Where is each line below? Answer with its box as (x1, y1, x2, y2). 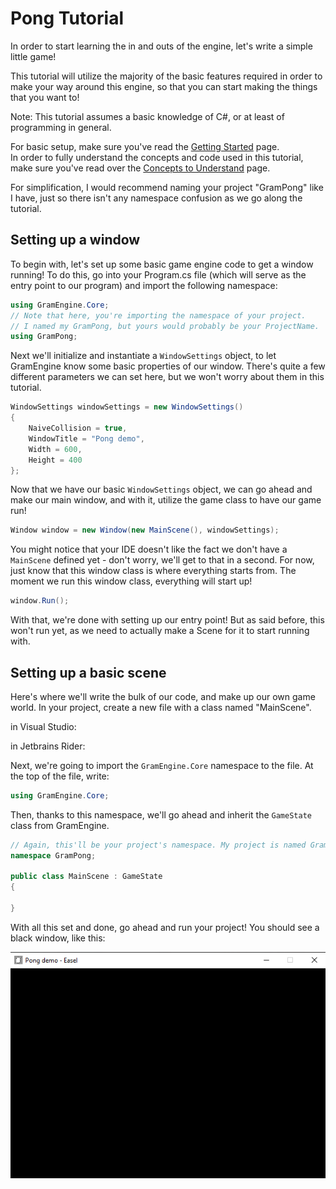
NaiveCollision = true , (28, 423, 128, 433)
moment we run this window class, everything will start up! (10, 575, 253, 587)
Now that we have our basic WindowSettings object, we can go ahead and (10, 483, 313, 496)
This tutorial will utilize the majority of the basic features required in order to (10, 70, 323, 82)
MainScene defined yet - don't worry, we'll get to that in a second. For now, (10, 554, 315, 566)
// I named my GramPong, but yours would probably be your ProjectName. (10, 321, 320, 331)
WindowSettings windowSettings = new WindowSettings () (10, 402, 244, 412)
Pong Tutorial (10, 7, 125, 30)
